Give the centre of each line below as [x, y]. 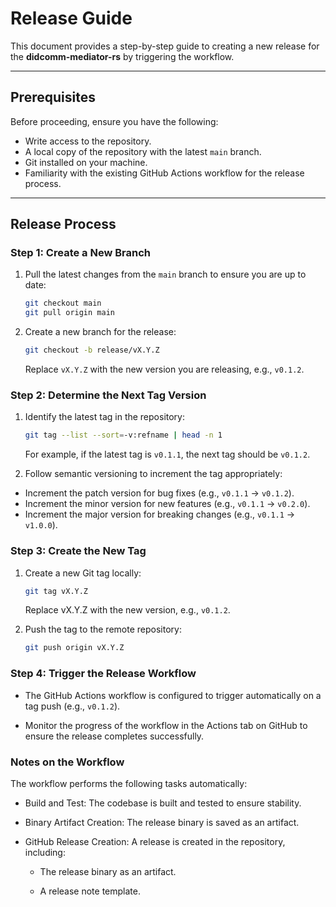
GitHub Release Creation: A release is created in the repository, [155, 841]
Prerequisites [53, 97]
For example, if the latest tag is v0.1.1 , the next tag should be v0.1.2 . [167, 454]
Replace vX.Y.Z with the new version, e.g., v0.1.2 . [127, 610]
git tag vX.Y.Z [56, 591]
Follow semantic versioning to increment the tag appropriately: [153, 474]
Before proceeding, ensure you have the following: [114, 121]
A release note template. [90, 891]
